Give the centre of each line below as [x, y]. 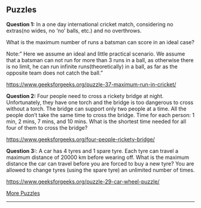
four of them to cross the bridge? [47, 127]
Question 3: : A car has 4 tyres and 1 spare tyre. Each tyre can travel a [92, 151]
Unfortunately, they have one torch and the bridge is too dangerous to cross [100, 102]
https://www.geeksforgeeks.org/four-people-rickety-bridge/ [81, 139]
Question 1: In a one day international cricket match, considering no [90, 24]
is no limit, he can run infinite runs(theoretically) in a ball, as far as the [92, 66]
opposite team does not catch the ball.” [55, 73]
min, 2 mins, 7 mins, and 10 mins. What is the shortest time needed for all [96, 121]
